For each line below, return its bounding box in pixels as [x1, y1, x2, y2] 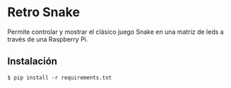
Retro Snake [7, 4, 80, 20]
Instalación [7, 56, 58, 68]
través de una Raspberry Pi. [7, 34, 88, 43]
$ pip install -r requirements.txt [7, 74, 112, 81]
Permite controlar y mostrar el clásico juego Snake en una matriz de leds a [7, 27, 224, 36]
